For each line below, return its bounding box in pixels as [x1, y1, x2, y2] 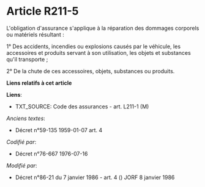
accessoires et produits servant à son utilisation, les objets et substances [6, 49, 191, 56]
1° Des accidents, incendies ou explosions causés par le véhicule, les [6, 43, 181, 50]
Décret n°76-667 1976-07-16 [15, 150, 88, 157]
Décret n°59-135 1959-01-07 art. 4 [15, 126, 103, 133]
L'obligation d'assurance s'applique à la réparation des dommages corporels [6, 24, 199, 32]
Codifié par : [6, 138, 37, 146]
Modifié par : [6, 161, 38, 169]
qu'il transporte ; [6, 55, 48, 63]
